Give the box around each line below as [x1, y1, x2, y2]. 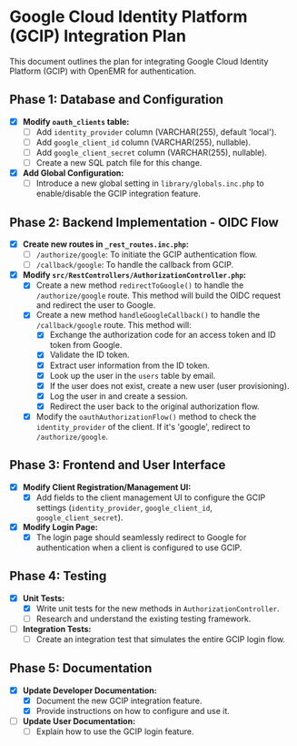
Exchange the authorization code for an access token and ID [49, 330, 276, 341]
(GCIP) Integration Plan [9, 26, 186, 46]
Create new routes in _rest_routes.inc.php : [22, 239, 189, 250]
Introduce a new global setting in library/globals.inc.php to [35, 178, 265, 189]
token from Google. [49, 340, 123, 351]
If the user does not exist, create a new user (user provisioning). [49, 380, 290, 391]
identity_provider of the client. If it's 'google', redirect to [35, 421, 251, 432]
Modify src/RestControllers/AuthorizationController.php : [22, 270, 247, 281]
